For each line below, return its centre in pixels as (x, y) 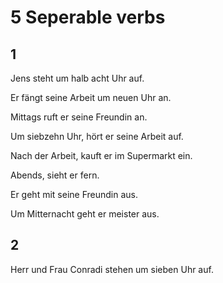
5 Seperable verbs (88, 17)
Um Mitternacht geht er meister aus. (85, 214)
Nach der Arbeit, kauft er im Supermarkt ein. (101, 155)
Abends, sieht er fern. (55, 175)
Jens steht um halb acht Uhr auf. (77, 78)
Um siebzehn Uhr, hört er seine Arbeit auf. (97, 136)
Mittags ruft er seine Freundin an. (79, 117)
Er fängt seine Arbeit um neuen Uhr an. (91, 97)
